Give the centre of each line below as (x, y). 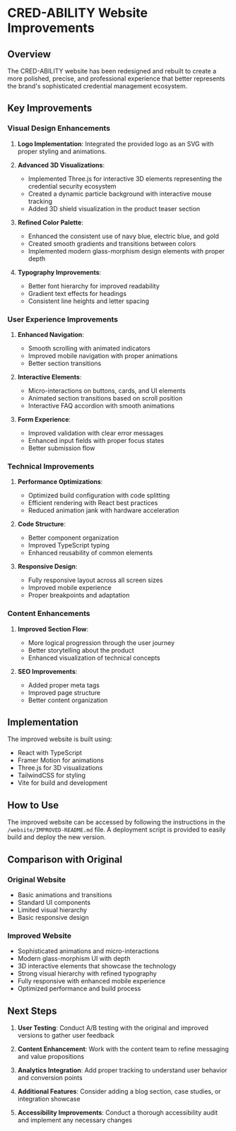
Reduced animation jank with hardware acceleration (104, 511)
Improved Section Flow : (53, 629)
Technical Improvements (51, 466)
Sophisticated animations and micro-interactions (88, 951)
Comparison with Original (65, 859)
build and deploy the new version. (57, 837)
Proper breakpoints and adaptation (79, 596)
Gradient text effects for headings (77, 293)
